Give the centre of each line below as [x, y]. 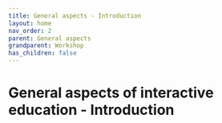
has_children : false [43, 53]
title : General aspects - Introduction [75, 16]
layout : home [30, 23]
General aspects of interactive [111, 93]
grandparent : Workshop [46, 46]
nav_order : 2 [30, 31]
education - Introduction [91, 110]
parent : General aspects [50, 38]
